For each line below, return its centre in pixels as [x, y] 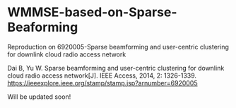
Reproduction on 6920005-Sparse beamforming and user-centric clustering [118, 47]
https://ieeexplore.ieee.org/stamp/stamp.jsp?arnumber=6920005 [102, 83]
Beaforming [43, 27]
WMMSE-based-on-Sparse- [93, 12]
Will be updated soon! [39, 97]
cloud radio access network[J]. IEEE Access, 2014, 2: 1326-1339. [102, 76]
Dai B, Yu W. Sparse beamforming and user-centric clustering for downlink [116, 68]
